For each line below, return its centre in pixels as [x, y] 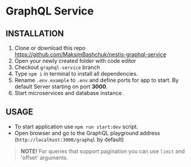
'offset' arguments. [44, 157]
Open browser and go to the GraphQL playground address [87, 133]
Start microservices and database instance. [69, 93]
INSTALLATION [35, 34]
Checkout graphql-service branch [57, 67]
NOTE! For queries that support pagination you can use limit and [103, 151]
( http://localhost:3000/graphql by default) [69, 139]
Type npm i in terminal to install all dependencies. [76, 74]
